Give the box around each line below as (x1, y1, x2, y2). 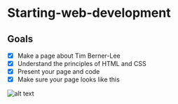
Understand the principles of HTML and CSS (17, 60, 146, 68)
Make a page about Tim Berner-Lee (17, 51, 121, 60)
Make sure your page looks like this (17, 75, 121, 84)
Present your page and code (17, 67, 100, 76)
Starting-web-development (7, 5, 171, 21)
